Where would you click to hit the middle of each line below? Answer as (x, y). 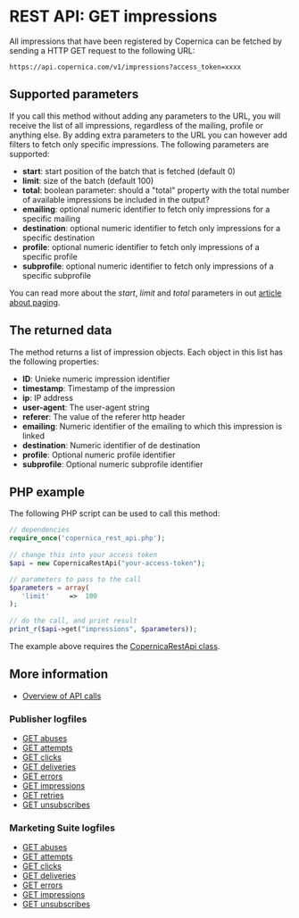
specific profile (50, 256)
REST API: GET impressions (113, 17)
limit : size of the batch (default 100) (88, 180)
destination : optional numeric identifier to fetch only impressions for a (151, 228)
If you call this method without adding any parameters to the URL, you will (145, 116)
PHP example (47, 492)
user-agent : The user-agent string (86, 407)
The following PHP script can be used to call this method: (115, 513)
